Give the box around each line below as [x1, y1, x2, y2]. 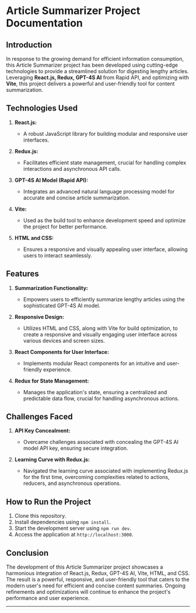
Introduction [6, 40, 52, 50]
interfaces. [23, 136, 50, 143]
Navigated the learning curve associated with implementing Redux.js [23, 467, 188, 474]
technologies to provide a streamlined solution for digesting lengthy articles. [6, 68, 189, 74]
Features [6, 269, 39, 279]
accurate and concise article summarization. [23, 194, 130, 201]
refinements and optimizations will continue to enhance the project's [6, 588, 171, 595]
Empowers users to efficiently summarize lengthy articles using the [23, 295, 185, 302]
